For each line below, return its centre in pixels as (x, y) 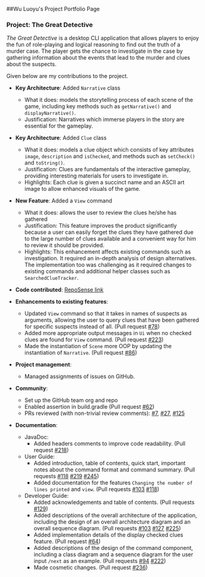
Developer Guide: (46, 496)
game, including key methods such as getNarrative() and (98, 106)
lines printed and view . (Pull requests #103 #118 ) (96, 489)
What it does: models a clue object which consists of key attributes (109, 150)
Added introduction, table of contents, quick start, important (110, 463)
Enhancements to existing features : (62, 302)
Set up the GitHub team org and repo (71, 400)
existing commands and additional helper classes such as (97, 271)
